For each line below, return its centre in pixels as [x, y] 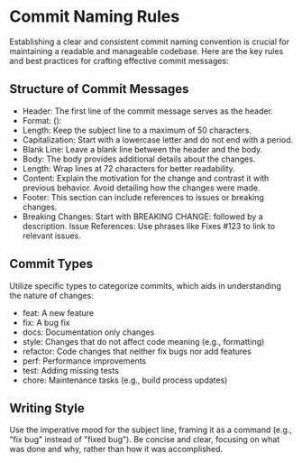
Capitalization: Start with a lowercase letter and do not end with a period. [158, 139]
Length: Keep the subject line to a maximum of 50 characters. [137, 130]
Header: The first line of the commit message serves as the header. [147, 111]
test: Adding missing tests [70, 370]
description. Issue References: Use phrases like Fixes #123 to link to [149, 226]
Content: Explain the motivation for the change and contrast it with [146, 178]
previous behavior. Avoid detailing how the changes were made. [141, 188]
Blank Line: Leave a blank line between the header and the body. [142, 149]
